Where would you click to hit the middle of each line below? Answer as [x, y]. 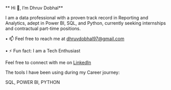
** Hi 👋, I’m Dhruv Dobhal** [34, 8]
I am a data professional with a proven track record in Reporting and [77, 18]
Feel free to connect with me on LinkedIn [48, 63]
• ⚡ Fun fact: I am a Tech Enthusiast [43, 51]
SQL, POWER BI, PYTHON [33, 82]
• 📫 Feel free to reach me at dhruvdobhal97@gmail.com [65, 39]
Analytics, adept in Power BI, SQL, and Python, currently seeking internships [86, 23]
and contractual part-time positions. [43, 28]
